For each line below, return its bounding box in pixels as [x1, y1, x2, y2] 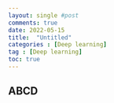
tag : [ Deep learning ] [8, 48, 83, 56]
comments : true [8, 19, 58, 27]
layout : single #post [8, 11, 79, 20]
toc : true [8, 56, 41, 64]
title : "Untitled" [8, 33, 72, 42]
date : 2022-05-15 [8, 26, 65, 34]
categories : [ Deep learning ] [8, 41, 108, 49]
